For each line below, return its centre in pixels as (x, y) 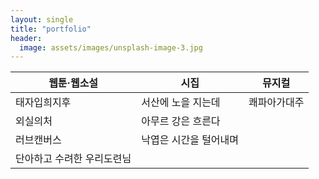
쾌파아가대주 (276, 103)
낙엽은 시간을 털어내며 (190, 140)
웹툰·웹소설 (73, 83)
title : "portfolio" (51, 29)
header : (26, 38)
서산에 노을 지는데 (181, 103)
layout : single (42, 19)
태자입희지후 (43, 103)
